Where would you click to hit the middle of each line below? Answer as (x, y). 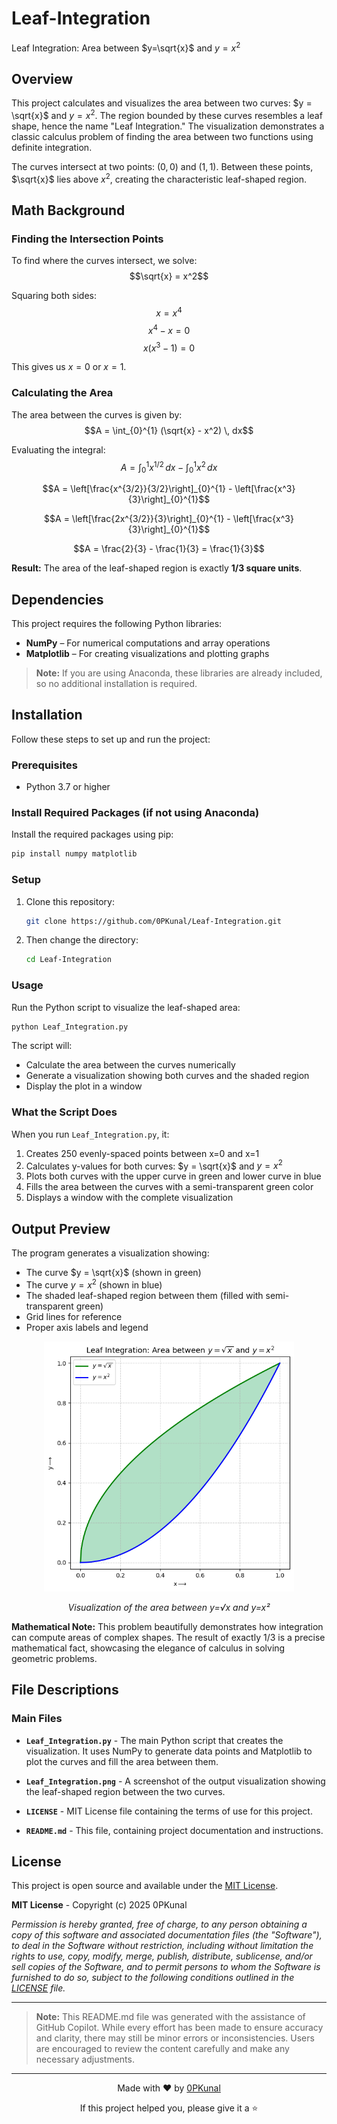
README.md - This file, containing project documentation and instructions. (174, 1830)
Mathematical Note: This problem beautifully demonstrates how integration (167, 1626)
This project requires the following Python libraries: (117, 623)
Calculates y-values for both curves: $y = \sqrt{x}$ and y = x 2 (154, 1165)
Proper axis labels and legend (87, 1327)
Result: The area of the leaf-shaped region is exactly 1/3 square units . (157, 568)
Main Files (37, 1719)
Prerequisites (44, 765)
